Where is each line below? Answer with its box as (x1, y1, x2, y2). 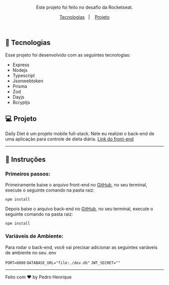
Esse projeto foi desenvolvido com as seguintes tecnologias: (5, 52, 131, 58)
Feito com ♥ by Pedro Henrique (5, 274, 72, 280)
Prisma (12, 83, 28, 89)
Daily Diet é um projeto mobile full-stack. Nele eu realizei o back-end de (5, 130, 154, 136)
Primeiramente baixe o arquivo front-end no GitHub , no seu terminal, (5, 182, 147, 188)
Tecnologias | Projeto (59, 14, 110, 20)
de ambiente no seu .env (5, 250, 57, 256)
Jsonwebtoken (12, 78, 44, 84)
